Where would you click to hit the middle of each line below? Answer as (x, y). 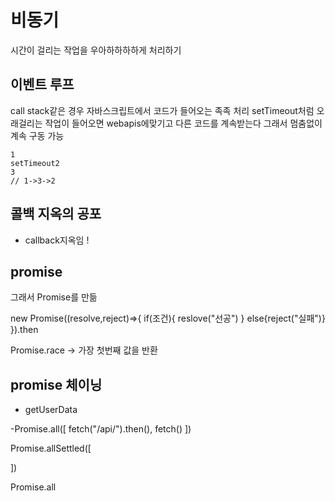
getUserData (51, 410)
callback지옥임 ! (57, 240)
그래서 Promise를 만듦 (54, 297)
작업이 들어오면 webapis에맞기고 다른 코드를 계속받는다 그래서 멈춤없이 (183, 123)
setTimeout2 (35, 163)
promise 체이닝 (56, 384)
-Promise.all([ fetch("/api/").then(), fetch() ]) (101, 429)
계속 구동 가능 (37, 135)
